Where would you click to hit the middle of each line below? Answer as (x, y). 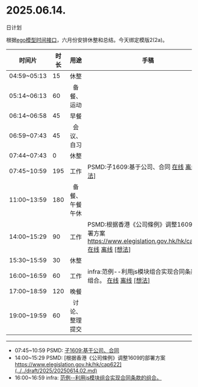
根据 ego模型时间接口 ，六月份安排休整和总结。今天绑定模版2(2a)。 (87, 40)
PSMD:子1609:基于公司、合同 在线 (136, 167)
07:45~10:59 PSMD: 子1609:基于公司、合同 (67, 350)
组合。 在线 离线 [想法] (119, 280)
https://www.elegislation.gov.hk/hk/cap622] (68, 364)
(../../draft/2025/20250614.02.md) (56, 370)
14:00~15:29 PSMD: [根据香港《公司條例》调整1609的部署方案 (90, 358)
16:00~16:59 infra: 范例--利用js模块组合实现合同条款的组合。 (88, 378)
